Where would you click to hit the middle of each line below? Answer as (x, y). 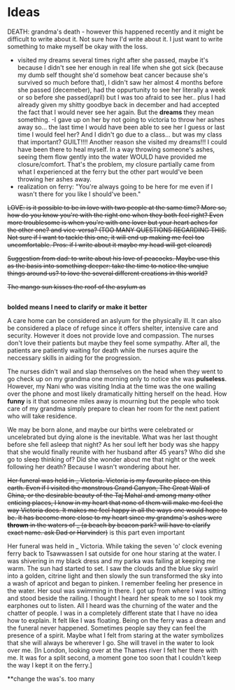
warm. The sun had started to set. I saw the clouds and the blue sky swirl (113, 569)
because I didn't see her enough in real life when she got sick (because (120, 67)
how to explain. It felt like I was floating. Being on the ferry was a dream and (116, 621)
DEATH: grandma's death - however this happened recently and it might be (115, 32)
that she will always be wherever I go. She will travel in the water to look (111, 643)
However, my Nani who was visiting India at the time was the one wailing (112, 387)
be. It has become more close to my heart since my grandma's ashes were (115, 518)
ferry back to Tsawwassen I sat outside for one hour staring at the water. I (114, 553)
